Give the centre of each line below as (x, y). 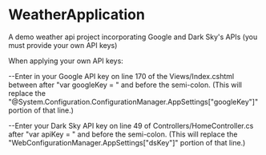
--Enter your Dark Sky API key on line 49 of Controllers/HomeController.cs (131, 125)
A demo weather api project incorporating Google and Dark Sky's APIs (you (133, 37)
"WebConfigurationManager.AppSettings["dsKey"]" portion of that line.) (127, 142)
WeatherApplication (77, 15)
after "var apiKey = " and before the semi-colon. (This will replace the (123, 134)
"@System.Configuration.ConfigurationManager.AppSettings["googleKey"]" (133, 101)
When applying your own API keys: (66, 61)
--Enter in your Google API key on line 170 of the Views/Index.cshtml (121, 76)
